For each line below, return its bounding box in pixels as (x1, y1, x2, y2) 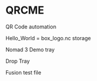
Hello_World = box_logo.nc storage (5, 34, 91, 41)
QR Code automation (5, 23, 57, 30)
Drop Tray (5, 57, 30, 64)
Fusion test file (5, 69, 42, 76)
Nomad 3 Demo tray (5, 46, 55, 53)
